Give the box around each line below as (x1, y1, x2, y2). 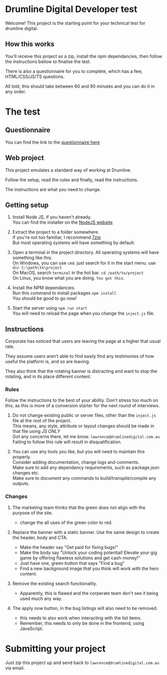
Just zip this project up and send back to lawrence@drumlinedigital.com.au (5, 659, 160, 665)
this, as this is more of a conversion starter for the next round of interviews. (5, 403, 160, 409)
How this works (5, 40, 55, 49)
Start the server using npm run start (12, 305, 88, 311)
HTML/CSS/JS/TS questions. (5, 74, 65, 80)
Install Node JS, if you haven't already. (12, 214, 92, 220)
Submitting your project (5, 643, 106, 654)
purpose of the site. (12, 509, 53, 516)
